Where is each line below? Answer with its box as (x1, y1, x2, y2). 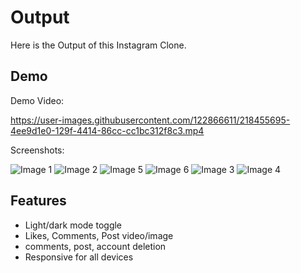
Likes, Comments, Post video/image (24, 229, 174, 241)
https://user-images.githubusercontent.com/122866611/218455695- (10, 114, 291, 126)
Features (10, 192, 67, 210)
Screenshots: (10, 144, 65, 156)
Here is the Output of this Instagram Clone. (10, 39, 187, 51)
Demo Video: (10, 94, 65, 106)
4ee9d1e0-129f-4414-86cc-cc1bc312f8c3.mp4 (10, 124, 205, 136)
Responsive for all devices (24, 251, 134, 263)
